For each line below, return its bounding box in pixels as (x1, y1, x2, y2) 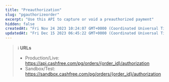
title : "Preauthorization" (5, 7, 62, 13)
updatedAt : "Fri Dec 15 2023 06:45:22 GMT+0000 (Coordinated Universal (5, 31, 158, 36)
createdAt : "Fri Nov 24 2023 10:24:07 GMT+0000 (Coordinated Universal (5, 26, 158, 31)
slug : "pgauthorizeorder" (5, 12, 59, 17)
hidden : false (5, 21, 35, 27)
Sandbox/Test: (25, 66, 55, 71)
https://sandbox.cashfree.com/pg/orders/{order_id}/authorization (25, 71, 161, 77)
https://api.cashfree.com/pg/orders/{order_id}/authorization (25, 60, 150, 66)
